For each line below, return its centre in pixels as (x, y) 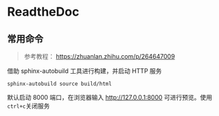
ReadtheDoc (43, 12)
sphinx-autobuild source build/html (59, 84)
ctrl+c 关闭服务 (28, 106)
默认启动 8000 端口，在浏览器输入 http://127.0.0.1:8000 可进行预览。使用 (110, 97)
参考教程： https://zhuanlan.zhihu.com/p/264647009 (99, 56)
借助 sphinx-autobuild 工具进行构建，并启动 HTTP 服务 (85, 71)
